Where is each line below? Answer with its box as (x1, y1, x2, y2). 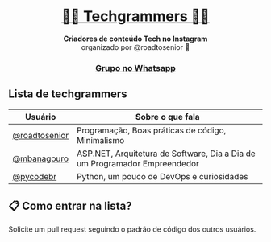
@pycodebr (12, 170, 57, 182)
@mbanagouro (12, 153, 69, 164)
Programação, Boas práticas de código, (76, 125, 227, 136)
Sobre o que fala (135, 111, 200, 122)
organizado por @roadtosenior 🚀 (81, 42, 190, 51)
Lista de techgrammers (8, 88, 127, 101)
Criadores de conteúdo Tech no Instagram (63, 34, 208, 43)
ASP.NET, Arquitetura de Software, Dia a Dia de (76, 148, 256, 159)
